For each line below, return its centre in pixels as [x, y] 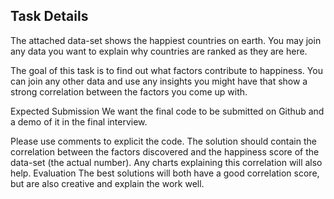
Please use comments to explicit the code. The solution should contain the [163, 141]
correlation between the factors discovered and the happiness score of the [165, 151]
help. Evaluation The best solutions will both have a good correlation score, [165, 173]
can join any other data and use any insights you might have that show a [159, 81]
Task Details [49, 16]
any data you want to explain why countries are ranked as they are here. [159, 51]
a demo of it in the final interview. [79, 121]
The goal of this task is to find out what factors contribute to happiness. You [166, 70]
